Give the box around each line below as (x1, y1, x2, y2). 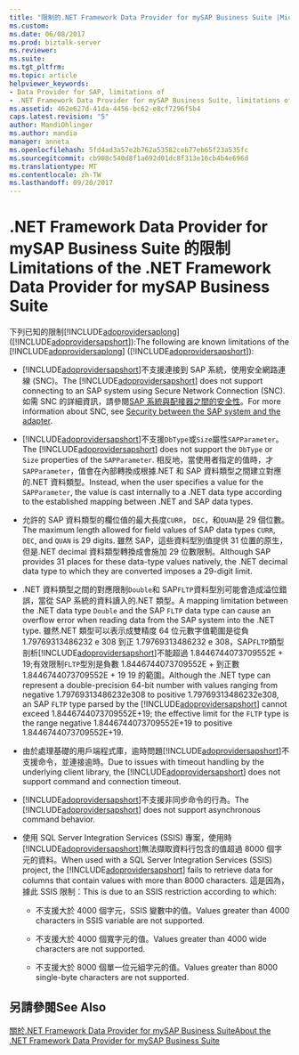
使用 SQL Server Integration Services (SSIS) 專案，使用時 (21, 832, 233, 843)
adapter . (21, 416, 53, 426)
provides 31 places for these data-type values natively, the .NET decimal (21, 556, 288, 567)
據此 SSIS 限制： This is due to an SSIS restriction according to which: (21, 887, 278, 897)
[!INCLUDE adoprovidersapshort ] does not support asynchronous (21, 805, 261, 816)
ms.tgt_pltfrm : (9, 63, 66, 72)
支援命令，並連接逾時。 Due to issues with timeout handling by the (21, 757, 264, 767)
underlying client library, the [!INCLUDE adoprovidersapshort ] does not (21, 767, 281, 777)
